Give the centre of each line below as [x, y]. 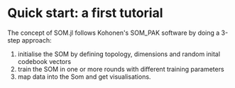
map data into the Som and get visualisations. [84, 77]
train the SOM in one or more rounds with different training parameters [121, 69]
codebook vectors [44, 61]
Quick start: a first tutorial [85, 13]
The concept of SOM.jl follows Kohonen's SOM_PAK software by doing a [114, 33]
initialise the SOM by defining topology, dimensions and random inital [119, 54]
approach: [37, 40]
